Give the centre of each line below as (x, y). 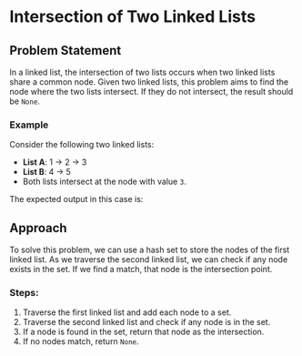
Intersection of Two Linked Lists (133, 17)
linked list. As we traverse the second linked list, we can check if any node (149, 259)
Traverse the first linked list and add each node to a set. (127, 312)
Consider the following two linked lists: (82, 145)
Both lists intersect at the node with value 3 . (104, 182)
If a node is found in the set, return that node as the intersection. (143, 332)
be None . (25, 101)
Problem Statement (65, 51)
